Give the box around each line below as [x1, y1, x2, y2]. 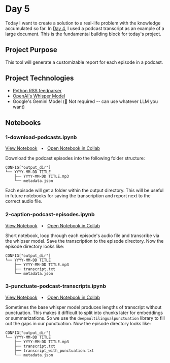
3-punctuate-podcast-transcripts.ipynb [5, 282, 107, 290]
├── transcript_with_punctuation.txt [14, 348, 94, 353]
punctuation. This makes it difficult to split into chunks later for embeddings [5, 309, 163, 316]
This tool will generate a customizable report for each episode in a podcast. [5, 59, 163, 65]
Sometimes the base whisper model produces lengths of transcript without [5, 304, 162, 310]
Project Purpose [5, 45, 57, 54]
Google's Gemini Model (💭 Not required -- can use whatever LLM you [12, 98, 158, 105]
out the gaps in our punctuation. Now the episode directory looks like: [5, 320, 151, 326]
